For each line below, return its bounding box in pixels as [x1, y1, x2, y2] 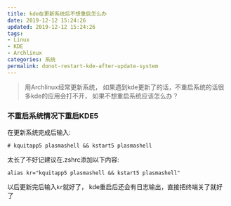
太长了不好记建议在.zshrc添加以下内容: [7, 155, 119, 164]
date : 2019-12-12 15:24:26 [7, 17, 86, 24]
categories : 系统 [7, 56, 56, 63]
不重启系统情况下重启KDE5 [7, 110, 99, 120]
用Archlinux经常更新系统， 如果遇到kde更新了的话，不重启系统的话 [24, 82, 218, 91]
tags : [7, 30, 23, 37]
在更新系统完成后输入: [7, 128, 72, 136]
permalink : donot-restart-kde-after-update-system [7, 63, 159, 70]
